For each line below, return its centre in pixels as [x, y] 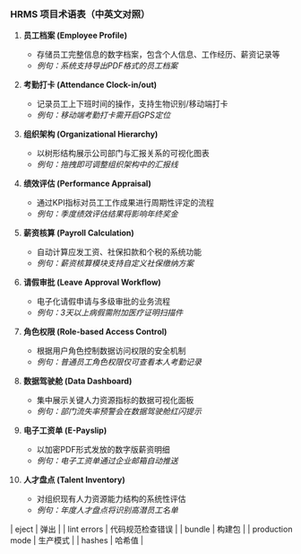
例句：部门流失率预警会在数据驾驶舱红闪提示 [119, 411]
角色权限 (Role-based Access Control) [95, 332]
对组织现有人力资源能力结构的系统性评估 [111, 499]
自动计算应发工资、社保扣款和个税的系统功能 [119, 252]
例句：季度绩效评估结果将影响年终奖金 [107, 214]
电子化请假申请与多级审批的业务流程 [103, 302]
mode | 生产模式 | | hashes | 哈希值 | [77, 541]
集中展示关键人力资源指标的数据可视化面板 [115, 400]
